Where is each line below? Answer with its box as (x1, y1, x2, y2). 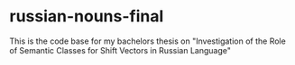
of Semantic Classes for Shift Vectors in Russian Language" (9, 45, 232, 55)
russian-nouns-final (9, 6, 164, 27)
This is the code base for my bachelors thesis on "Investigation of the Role (9, 36, 286, 46)
